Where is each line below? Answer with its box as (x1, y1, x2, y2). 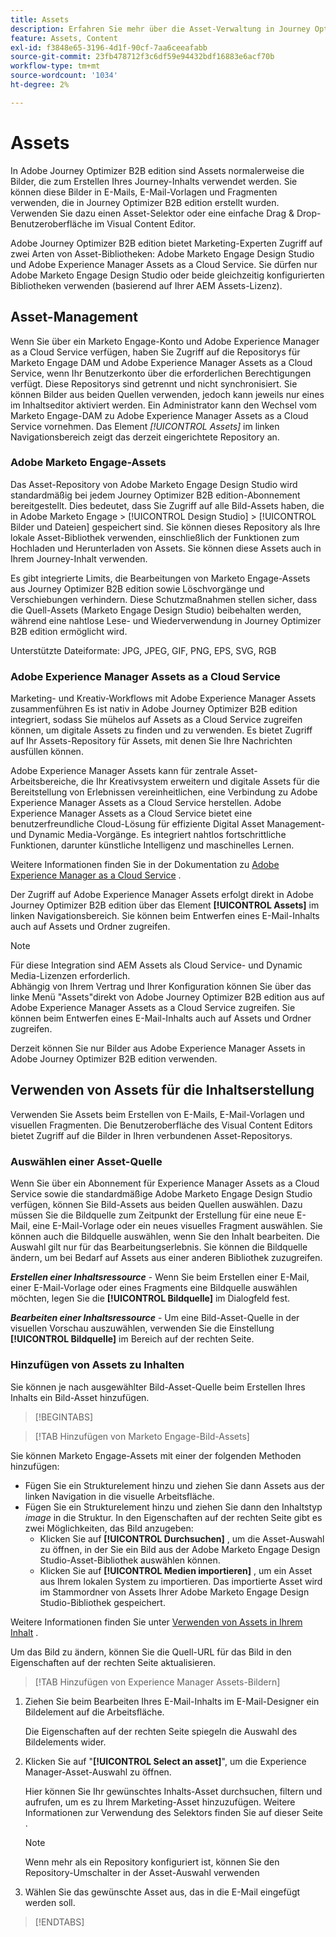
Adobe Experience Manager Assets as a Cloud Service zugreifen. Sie (10, 1002, 296, 1014)
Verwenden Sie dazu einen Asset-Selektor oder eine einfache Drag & (10, 207, 295, 219)
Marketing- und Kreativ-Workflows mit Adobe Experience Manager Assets (10, 692, 317, 705)
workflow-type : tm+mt (10, 61, 101, 71)
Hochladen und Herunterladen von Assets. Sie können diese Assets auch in (10, 542, 322, 554)
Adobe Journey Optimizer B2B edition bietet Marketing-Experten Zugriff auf (10, 237, 323, 249)
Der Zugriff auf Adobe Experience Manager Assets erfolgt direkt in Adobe (10, 889, 314, 901)
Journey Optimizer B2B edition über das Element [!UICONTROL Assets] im (10, 899, 320, 911)
